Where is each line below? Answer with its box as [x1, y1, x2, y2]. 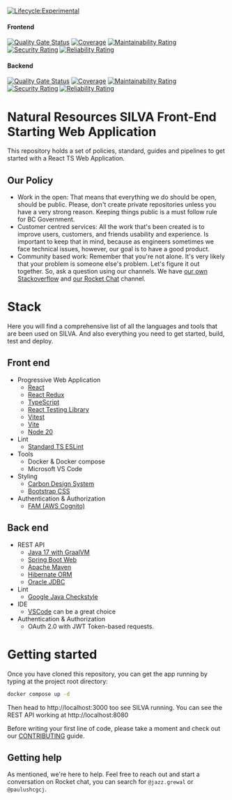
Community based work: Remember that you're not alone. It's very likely [17, 252, 225, 261]
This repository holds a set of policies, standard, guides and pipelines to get [7, 147, 225, 155]
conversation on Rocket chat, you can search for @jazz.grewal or [7, 778, 194, 786]
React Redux [27, 390, 65, 399]
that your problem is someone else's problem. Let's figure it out [17, 260, 200, 268]
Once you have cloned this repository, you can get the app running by [7, 669, 208, 678]
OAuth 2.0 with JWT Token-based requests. [27, 622, 155, 630]
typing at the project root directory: [7, 677, 108, 686]
